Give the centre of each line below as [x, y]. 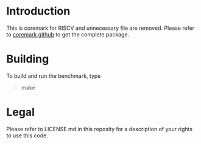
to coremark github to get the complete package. [68, 34]
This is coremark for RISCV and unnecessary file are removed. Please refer [100, 28]
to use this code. [27, 135]
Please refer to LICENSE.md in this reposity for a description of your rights [100, 129]
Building [28, 59]
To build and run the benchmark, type [54, 76]
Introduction [38, 11]
